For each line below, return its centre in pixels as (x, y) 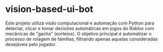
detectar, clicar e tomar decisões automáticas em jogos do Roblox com (80, 28)
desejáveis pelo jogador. (31, 44)
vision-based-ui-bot (49, 9)
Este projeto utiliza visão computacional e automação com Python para (80, 23)
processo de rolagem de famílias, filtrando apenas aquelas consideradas (81, 39)
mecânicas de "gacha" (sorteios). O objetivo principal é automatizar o (78, 33)
